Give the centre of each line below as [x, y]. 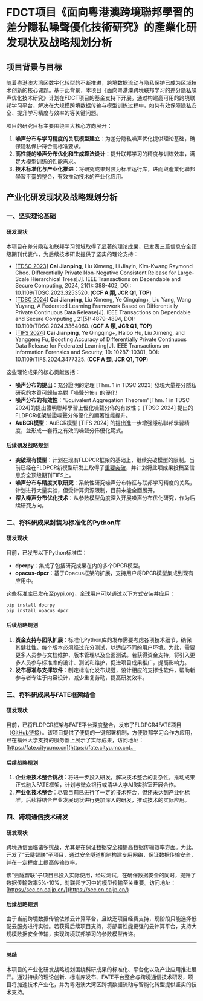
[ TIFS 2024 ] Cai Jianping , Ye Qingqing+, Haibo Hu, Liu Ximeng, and [100, 332]
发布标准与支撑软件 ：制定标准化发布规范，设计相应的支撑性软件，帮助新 [105, 670]
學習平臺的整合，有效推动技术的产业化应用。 [71, 177]
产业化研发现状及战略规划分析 [62, 197]
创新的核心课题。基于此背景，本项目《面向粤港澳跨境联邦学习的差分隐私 [101, 90]
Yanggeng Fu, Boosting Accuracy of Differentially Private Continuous [101, 339]
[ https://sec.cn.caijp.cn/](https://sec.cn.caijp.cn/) [68, 890]
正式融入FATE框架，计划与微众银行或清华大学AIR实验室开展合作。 [97, 785]
